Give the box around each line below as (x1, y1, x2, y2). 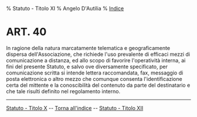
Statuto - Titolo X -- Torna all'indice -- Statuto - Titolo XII (6, 104, 144, 111)
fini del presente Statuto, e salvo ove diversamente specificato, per (6, 63, 168, 70)
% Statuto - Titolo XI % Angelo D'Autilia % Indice (6, 5, 124, 12)
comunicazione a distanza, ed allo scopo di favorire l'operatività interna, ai (6, 56, 186, 63)
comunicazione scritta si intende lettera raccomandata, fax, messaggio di (6, 69, 184, 76)
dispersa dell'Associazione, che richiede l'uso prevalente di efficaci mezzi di (6, 51, 191, 58)
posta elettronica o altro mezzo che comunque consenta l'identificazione (6, 75, 183, 82)
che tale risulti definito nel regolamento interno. (6, 87, 121, 95)
